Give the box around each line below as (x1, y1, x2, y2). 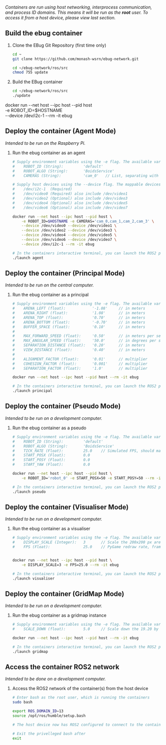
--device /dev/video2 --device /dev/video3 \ (21, 228, 117, 233)
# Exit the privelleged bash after (12, 731, 86, 736)
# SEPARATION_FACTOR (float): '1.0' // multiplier (12, 366, 148, 371)
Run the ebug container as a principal (12, 292, 89, 298)
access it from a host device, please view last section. (5, 15, 116, 20)
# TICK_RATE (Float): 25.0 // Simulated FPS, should (12, 448, 154, 453)
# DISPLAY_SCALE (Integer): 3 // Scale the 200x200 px (12, 540, 152, 545)
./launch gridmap (12, 649, 48, 654)
